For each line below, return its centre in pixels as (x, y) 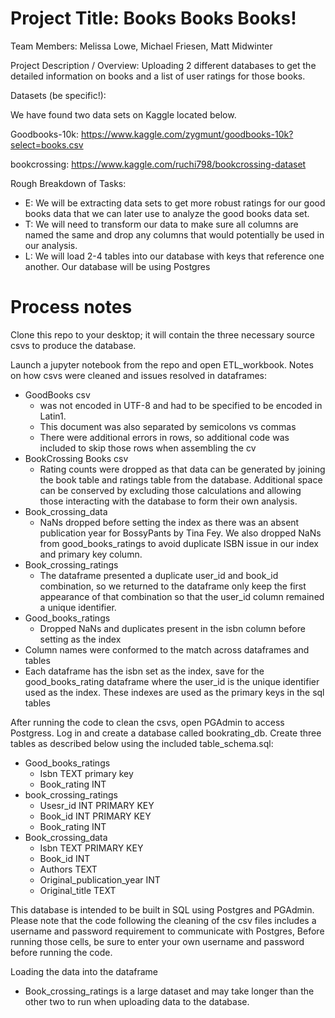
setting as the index (80, 639)
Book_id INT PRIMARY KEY (95, 816)
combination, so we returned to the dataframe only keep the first (173, 586)
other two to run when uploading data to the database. (137, 1001)
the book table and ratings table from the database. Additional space (181, 479)
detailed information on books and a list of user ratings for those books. (158, 76)
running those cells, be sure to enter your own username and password (157, 941)
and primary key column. (91, 554)
